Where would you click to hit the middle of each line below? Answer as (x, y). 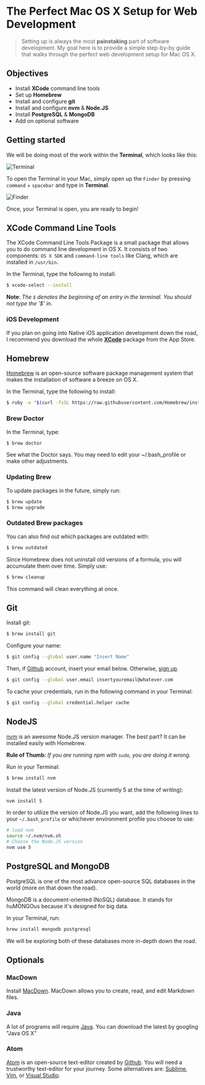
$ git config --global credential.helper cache (68, 702)
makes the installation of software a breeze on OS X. (72, 380)
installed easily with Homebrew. (46, 743)
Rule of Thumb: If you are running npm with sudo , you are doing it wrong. (99, 755)
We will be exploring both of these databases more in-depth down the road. (102, 940)
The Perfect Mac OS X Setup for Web (102, 11)
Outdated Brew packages (45, 523)
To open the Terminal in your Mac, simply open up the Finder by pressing (99, 178)
